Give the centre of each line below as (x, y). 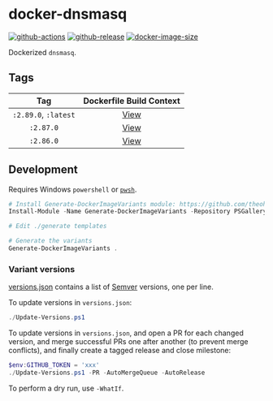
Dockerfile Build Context (132, 101)
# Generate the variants (50, 241)
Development (43, 170)
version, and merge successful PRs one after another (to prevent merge (128, 342)
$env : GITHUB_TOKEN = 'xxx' (54, 365)
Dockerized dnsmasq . (43, 52)
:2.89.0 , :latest (44, 114)
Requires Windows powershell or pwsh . (73, 189)
